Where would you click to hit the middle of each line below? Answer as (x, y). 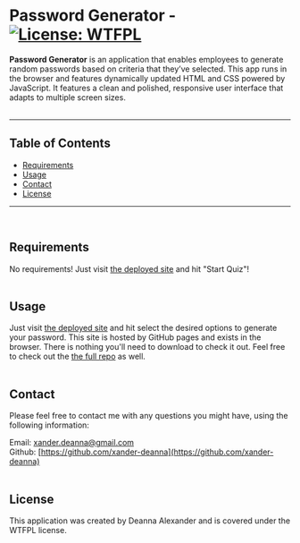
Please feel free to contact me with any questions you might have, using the (149, 416)
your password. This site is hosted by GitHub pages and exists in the (135, 337)
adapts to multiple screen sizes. (68, 97)
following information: (49, 425)
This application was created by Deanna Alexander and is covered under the (150, 521)
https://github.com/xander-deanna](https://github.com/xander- (157, 452)
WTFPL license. (38, 530)
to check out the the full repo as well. (77, 356)
